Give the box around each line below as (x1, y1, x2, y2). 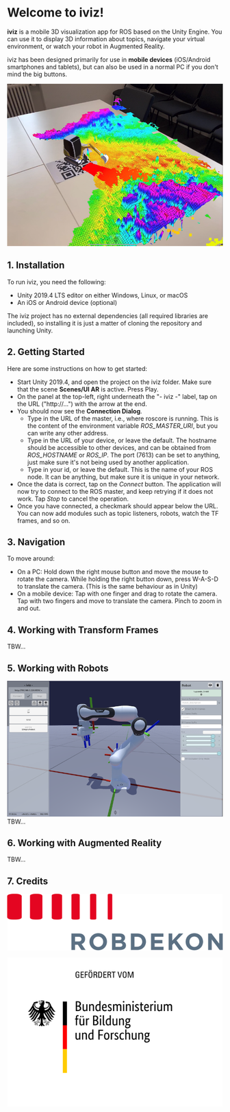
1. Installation (7, 260, 65, 271)
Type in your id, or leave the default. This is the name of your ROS (27, 465, 214, 473)
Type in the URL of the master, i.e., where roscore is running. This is (27, 414, 219, 422)
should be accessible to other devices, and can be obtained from (27, 443, 211, 451)
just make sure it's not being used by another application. (27, 458, 190, 466)
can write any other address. (27, 429, 108, 437)
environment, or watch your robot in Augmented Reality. (7, 42, 166, 50)
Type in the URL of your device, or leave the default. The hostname (27, 436, 217, 444)
